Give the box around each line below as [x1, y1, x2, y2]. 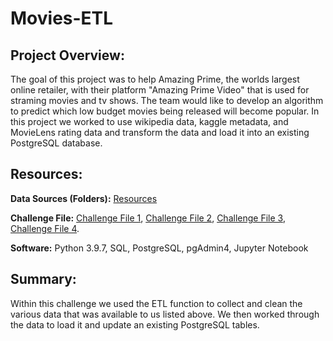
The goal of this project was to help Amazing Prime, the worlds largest [10, 73, 300, 85]
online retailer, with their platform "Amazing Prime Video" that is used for [10, 84, 310, 96]
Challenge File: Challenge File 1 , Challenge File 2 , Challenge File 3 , [10, 212, 286, 224]
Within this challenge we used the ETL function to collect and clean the [10, 297, 303, 309]
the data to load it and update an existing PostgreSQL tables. [10, 318, 260, 331]
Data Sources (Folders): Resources [10, 192, 158, 204]
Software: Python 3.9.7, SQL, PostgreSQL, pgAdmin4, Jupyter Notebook [10, 242, 309, 254]
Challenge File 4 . [10, 222, 80, 234]
